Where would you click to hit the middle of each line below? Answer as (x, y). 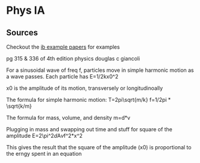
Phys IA (26, 10)
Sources (22, 33)
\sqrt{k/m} (19, 106)
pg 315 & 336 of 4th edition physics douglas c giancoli (73, 58)
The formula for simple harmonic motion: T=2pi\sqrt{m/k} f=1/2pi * (89, 100)
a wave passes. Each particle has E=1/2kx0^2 (62, 76)
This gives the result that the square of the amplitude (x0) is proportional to (99, 147)
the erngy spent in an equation (44, 154)
